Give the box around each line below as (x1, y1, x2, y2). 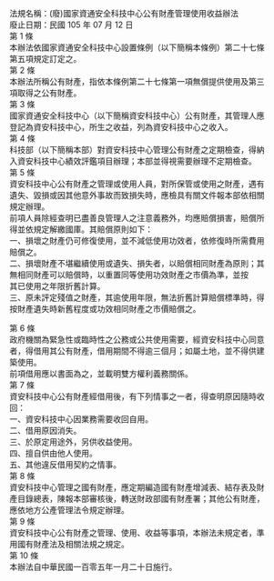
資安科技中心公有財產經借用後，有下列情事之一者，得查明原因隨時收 (9, 391, 265, 402)
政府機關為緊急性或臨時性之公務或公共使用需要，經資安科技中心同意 (9, 335, 265, 345)
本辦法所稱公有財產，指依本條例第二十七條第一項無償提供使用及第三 (9, 76, 265, 86)
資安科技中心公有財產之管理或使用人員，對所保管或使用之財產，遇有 (9, 178, 265, 189)
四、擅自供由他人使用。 (9, 448, 97, 458)
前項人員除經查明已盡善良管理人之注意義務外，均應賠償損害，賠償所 (9, 213, 265, 223)
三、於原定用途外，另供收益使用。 (9, 436, 137, 447)
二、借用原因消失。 (9, 426, 82, 436)
